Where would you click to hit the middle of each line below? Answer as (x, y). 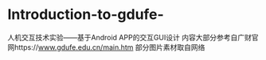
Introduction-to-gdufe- (86, 15)
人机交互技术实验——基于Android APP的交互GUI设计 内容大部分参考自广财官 (133, 37)
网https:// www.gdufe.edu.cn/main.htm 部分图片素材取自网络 (106, 47)
